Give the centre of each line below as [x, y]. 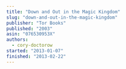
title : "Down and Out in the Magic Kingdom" [63, 12]
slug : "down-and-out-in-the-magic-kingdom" [62, 17]
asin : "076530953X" [31, 34]
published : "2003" [29, 28]
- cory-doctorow [32, 46]
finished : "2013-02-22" [36, 56]
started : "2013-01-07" [35, 51]
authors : [17, 40]
